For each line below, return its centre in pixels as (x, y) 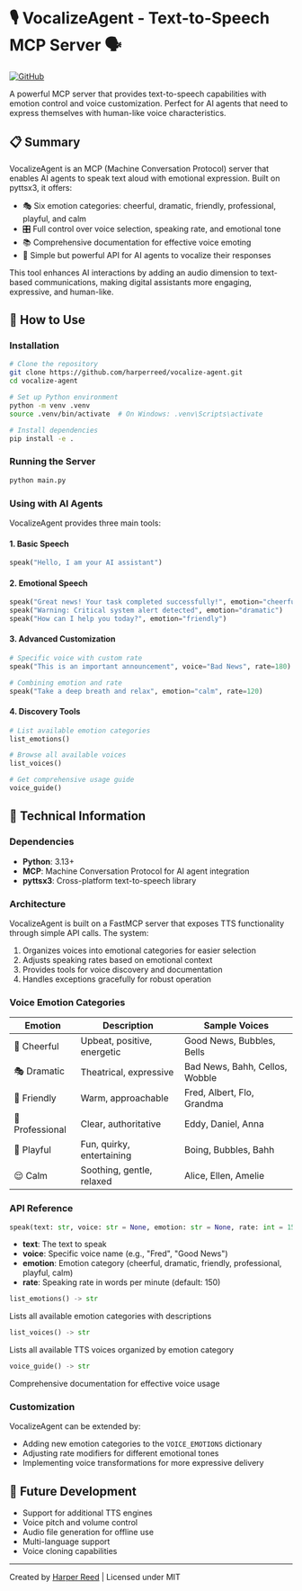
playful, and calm (54, 219)
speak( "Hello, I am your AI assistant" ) (86, 563)
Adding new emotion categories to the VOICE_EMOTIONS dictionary (142, 1444)
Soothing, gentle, (116, 1170)
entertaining (106, 1155)
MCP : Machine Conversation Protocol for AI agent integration (136, 871)
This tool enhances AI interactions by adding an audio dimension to (134, 273)
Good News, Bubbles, (230, 1041)
